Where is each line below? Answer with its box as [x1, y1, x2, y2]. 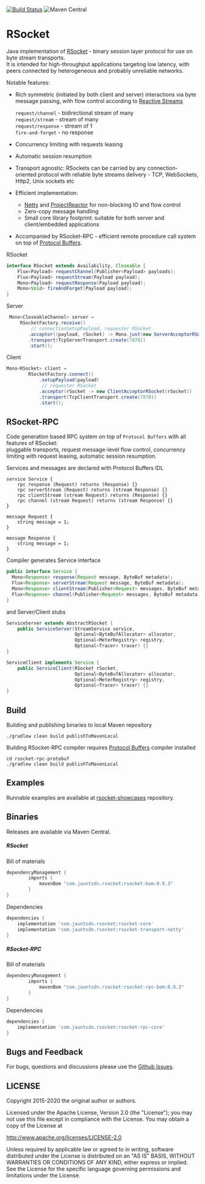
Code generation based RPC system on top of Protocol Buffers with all [6, 433, 186, 441]
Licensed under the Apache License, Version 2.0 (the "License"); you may [6, 1109, 193, 1116]
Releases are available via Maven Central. [6, 828, 111, 835]
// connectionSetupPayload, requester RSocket [31, 325, 151, 332]
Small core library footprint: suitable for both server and [24, 214, 165, 221]
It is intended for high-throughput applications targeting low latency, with [6, 60, 190, 67]
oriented [15, 170, 37, 178]
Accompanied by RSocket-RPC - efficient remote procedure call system [15, 232, 196, 240]
